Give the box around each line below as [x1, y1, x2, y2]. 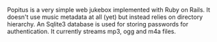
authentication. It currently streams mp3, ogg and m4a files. [7, 27, 177, 35]
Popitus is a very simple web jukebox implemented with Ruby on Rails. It [7, 6, 211, 14]
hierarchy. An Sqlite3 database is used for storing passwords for [7, 20, 189, 28]
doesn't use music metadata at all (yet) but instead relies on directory [7, 13, 203, 21]
